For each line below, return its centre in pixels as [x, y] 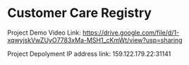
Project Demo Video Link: [44, 32]
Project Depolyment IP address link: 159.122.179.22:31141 [89, 54]
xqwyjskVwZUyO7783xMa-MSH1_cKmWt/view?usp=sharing [95, 40]
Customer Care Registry [79, 13]
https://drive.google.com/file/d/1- [131, 32]
